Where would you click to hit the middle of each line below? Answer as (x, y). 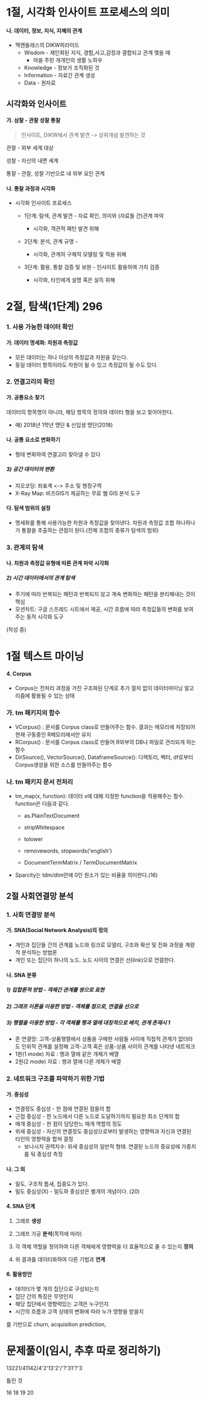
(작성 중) (16, 630)
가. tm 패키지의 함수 (33, 712)
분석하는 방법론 (39, 952)
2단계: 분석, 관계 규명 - (51, 242)
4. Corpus (19, 674)
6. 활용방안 (19, 1274)
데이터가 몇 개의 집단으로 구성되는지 (57, 1289)
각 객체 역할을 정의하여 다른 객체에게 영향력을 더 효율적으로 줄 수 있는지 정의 (104, 1246)
